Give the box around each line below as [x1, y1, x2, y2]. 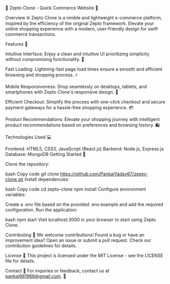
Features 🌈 [5, 41, 28, 47]
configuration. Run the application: [5, 207, 78, 213]
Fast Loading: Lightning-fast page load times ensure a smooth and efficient [5, 66, 163, 72]
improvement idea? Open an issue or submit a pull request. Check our [5, 237, 151, 243]
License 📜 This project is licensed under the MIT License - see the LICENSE [5, 253, 163, 259]
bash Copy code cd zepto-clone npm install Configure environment [5, 186, 146, 192]
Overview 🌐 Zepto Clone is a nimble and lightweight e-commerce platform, [5, 15, 162, 20]
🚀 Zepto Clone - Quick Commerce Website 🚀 [5, 5, 98, 11]
